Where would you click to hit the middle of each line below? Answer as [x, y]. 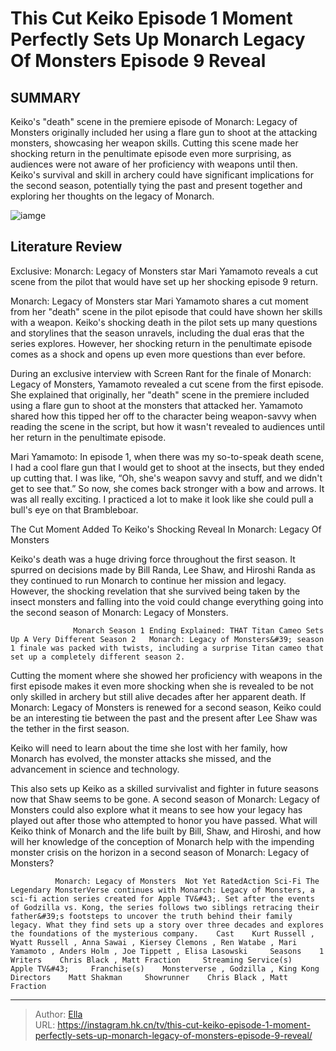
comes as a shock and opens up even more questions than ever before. [158, 354]
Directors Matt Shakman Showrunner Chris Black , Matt [149, 977]
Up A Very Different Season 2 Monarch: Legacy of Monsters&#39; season [167, 639]
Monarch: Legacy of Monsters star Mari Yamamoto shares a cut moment [159, 301]
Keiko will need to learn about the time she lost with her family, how [149, 748]
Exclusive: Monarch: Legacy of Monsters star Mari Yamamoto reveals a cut [164, 271]
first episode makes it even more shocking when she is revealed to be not [162, 686]
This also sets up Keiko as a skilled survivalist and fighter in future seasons [164, 788]
